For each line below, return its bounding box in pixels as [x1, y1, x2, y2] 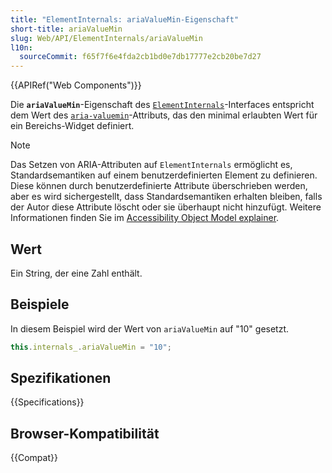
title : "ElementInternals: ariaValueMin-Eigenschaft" [10, 14, 240, 25]
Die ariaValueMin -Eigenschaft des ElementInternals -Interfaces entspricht [10, 99, 315, 111]
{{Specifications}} [10, 396, 85, 408]
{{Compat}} [10, 452, 58, 464]
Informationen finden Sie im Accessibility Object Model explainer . [10, 212, 280, 224]
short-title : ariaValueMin [10, 24, 123, 34]
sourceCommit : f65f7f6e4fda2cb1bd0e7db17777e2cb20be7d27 [19, 52, 262, 62]
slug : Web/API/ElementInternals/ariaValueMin [10, 33, 203, 43]
